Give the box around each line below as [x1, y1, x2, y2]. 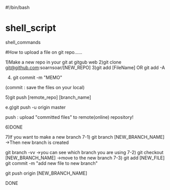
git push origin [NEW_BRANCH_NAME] [5, 170, 88, 176]
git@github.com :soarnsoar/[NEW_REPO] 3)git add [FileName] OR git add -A [5, 64, 165, 71]
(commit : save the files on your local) [5, 84, 85, 90]
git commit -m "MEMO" [12, 74, 62, 80]
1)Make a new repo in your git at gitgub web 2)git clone [5, 59, 122, 65]
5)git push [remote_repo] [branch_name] [5, 94, 91, 100]
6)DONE [5, 124, 23, 130]
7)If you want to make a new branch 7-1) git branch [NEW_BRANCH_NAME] [5, 134, 165, 140]
